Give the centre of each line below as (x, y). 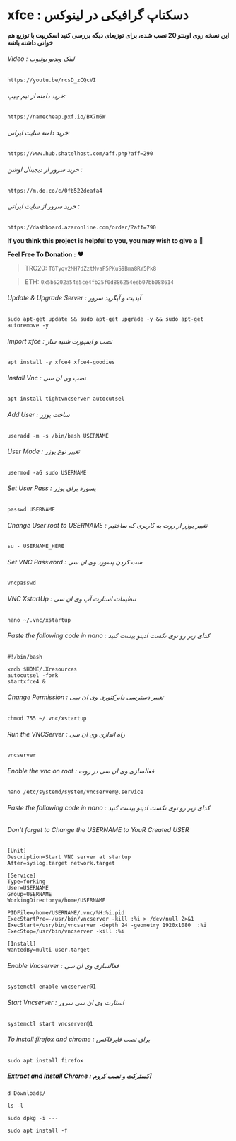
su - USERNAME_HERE (36, 546)
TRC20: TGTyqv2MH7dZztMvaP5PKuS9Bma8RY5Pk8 (90, 268)
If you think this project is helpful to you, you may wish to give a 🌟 (105, 240)
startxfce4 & (26, 681)
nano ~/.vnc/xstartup (39, 620)
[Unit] (17, 851)
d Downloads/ (26, 1093)
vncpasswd (22, 583)
